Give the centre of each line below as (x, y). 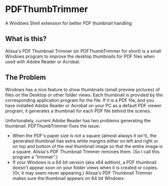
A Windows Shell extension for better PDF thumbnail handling (68, 23)
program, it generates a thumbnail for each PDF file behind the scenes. (78, 111)
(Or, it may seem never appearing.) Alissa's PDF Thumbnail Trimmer (82, 173)
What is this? (26, 39)
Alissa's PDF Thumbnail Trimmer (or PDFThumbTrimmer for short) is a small (83, 51)
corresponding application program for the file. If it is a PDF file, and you (79, 100)
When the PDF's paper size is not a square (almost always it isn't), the (84, 135)
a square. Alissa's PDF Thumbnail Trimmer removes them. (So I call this (86, 151)
